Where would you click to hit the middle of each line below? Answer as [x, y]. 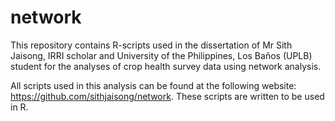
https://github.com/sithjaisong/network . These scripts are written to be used [167, 96]
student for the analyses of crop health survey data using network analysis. [166, 66]
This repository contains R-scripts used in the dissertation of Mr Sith [151, 45]
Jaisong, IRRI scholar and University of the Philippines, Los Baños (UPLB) [161, 55]
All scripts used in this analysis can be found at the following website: [153, 85]
